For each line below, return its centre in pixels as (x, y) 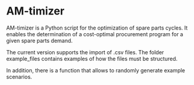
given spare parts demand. (40, 40)
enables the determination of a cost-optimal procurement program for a (95, 34)
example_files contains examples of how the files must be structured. (92, 58)
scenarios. (19, 77)
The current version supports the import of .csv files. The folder (85, 52)
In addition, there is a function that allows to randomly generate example (96, 70)
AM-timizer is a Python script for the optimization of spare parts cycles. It (97, 28)
